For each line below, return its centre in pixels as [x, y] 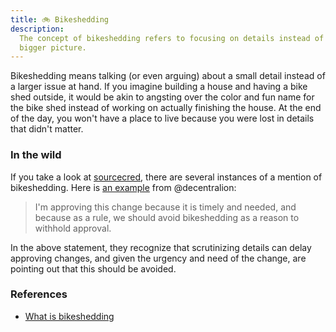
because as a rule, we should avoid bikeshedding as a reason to [167, 217]
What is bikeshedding [69, 316]
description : [37, 29]
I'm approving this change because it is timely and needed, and [165, 207]
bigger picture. [53, 47]
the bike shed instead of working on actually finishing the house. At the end [166, 108]
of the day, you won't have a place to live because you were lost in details [162, 118]
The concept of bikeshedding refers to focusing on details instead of [172, 38]
